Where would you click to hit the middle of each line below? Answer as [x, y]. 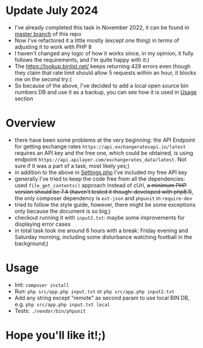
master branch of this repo [48, 33]
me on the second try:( [43, 79]
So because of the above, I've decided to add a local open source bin [101, 85]
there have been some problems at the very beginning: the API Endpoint [105, 140]
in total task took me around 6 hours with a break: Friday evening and [101, 230]
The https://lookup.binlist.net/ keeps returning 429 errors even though [102, 66]
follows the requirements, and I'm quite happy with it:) [82, 60]
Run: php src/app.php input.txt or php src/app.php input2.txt [94, 291]
